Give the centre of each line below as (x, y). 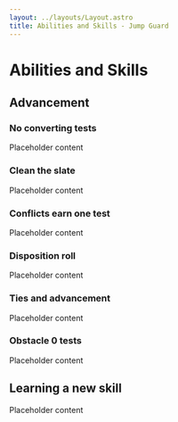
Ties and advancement (60, 298)
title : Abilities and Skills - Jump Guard (89, 26)
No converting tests (53, 128)
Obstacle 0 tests (46, 341)
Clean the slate (42, 170)
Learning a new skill (65, 389)
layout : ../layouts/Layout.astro (71, 17)
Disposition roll (43, 255)
